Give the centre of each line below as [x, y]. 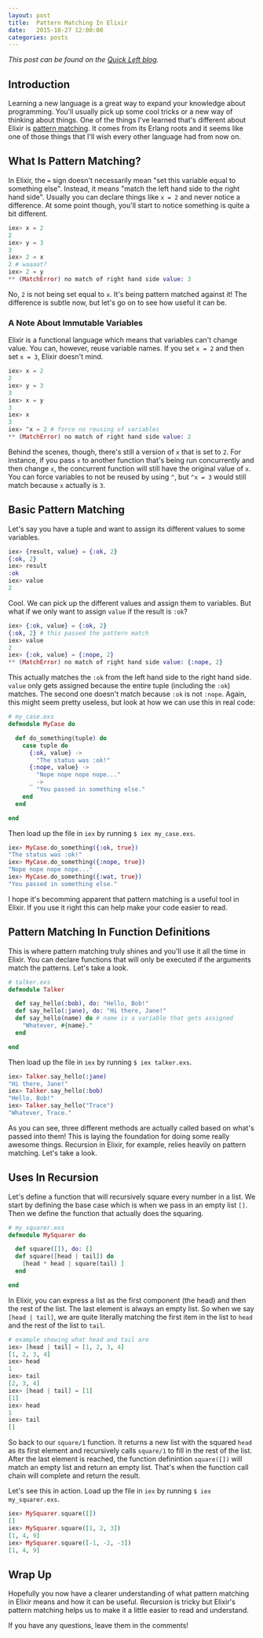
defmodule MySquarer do [47, 1235]
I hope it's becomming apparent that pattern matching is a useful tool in [124, 899]
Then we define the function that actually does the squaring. [106, 1213]
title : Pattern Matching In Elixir [68, 23]
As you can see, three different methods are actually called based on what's [131, 1127]
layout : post [29, 15]
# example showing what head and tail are [79, 1339]
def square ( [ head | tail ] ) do [64, 1257]
